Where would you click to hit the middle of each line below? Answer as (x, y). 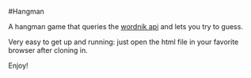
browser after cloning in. (48, 50)
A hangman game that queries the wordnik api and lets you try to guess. (126, 26)
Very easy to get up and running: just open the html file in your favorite (124, 42)
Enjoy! (19, 65)
